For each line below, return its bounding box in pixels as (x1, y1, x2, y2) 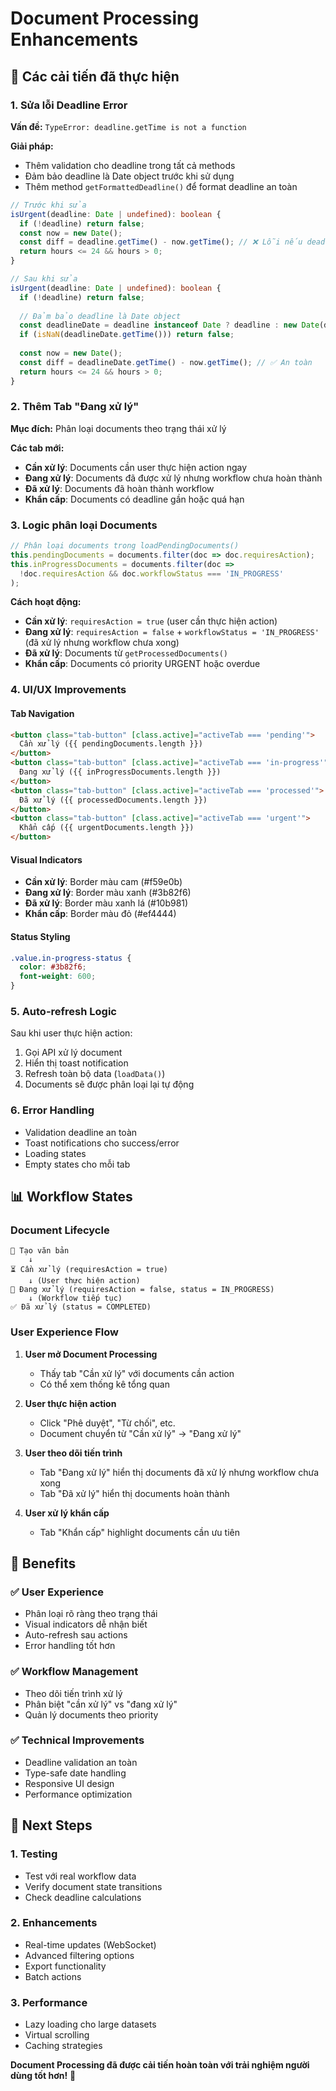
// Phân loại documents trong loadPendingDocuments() (10, 541, 240, 551)
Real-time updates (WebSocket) (24, 1938, 157, 1951)
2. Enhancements (10, 1916, 98, 1930)
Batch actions (24, 1970, 82, 1982)
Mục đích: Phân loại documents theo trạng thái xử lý (10, 422, 227, 434)
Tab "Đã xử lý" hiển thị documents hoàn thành (39, 1487, 230, 1499)
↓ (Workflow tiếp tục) (28, 1293, 123, 1304)
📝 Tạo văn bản (10, 1246, 70, 1256)
